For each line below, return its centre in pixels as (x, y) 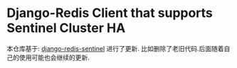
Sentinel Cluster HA (66, 28)
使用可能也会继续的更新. (54, 57)
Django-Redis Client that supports (110, 13)
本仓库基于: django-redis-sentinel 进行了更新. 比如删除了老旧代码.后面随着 (116, 48)
